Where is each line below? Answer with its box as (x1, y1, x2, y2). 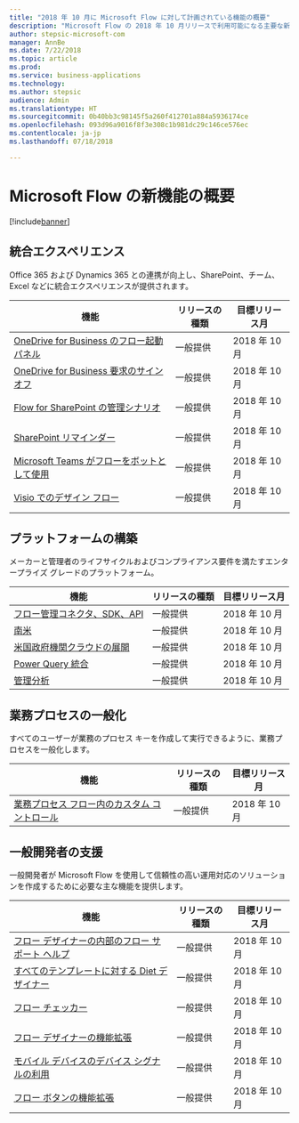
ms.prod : (9, 63, 42, 72)
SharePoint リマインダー (13, 431, 116, 443)
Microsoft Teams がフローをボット (13, 455, 158, 467)
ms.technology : (9, 79, 66, 88)
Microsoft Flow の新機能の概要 (9, 186, 236, 206)
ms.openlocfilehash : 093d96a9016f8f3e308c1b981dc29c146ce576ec (9, 121, 249, 130)
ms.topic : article (9, 54, 77, 63)
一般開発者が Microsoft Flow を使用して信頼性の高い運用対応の (9, 869, 240, 880)
